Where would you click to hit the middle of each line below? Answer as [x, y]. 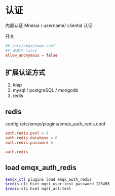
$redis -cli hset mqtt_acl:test [38, 189]
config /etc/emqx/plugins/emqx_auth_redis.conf [55, 124]
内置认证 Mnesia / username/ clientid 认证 [49, 25]
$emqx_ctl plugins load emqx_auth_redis [49, 179]
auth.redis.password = [29, 143]
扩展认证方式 [25, 72]
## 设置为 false [21, 51]
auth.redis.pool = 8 [27, 133]
